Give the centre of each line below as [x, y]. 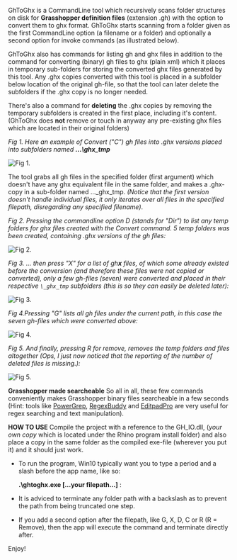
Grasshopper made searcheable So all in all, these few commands [106, 391]
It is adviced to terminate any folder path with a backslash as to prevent [122, 498]
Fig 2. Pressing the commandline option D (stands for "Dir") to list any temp [118, 220]
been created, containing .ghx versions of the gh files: [87, 236]
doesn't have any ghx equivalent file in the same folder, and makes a [108, 184]
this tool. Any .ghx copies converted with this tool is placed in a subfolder [115, 77]
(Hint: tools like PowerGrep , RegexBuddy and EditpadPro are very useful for [118, 406]
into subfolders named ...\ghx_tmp [59, 149]
